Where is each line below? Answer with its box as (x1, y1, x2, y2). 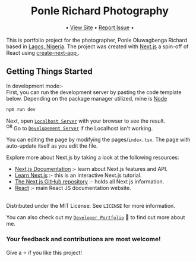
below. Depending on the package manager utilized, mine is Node (6, 95, 167, 102)
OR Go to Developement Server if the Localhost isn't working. (6, 123, 153, 132)
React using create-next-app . (6, 49, 80, 56)
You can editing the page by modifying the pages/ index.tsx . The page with (6, 136, 191, 144)
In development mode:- (6, 82, 64, 89)
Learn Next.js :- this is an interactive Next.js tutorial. (14, 171, 142, 179)
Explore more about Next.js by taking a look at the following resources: (6, 154, 179, 161)
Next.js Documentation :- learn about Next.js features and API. (14, 166, 168, 173)
